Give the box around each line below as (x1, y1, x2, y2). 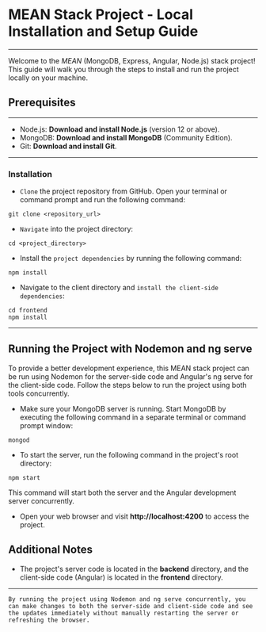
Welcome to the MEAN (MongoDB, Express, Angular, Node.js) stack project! (8, 56, 256, 65)
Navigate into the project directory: (19, 224, 133, 234)
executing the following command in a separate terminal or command (19, 412, 247, 422)
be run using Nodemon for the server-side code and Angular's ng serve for (8, 371, 253, 381)
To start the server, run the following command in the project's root (19, 450, 239, 459)
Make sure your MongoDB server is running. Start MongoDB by (19, 404, 226, 413)
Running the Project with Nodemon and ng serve (8, 343, 253, 356)
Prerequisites (8, 96, 76, 109)
